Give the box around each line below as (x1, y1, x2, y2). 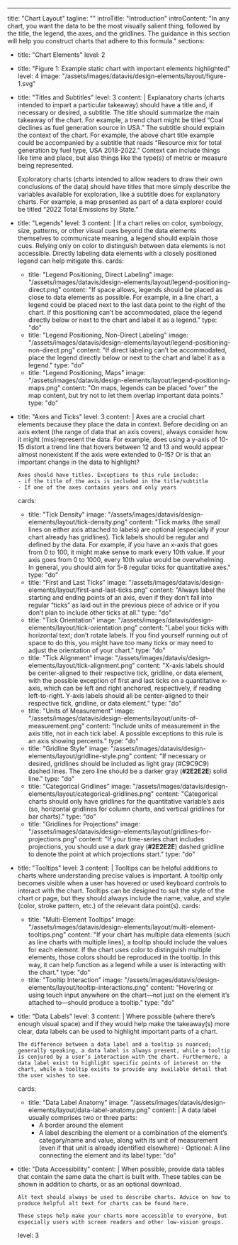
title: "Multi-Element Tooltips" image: (28, 915, 136, 924)
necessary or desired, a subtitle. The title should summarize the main (17, 108, 220, 117)
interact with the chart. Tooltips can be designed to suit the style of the (17, 886, 225, 895)
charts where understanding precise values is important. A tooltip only (17, 871, 223, 880)
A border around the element (38, 1121, 124, 1129)
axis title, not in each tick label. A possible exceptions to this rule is (28, 729, 223, 738)
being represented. (17, 161, 74, 169)
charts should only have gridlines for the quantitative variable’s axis (28, 797, 225, 805)
